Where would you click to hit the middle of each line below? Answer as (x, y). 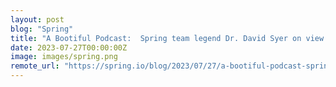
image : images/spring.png (64, 57)
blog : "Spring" (42, 29)
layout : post (37, 19)
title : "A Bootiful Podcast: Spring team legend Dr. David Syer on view (167, 38)
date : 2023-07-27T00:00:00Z (69, 47)
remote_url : (35, 66)
